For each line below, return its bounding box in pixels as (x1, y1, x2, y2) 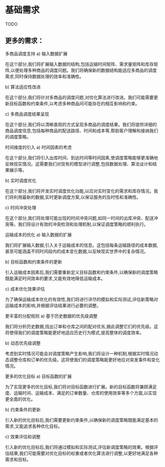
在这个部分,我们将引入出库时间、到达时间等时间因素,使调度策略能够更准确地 (5, 155, 159, 161)
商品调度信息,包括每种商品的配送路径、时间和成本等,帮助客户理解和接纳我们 (5, 128, 159, 133)
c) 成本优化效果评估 (5, 286, 45, 292)
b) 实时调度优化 (5, 177, 37, 183)
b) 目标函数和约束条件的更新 (5, 259, 62, 265)
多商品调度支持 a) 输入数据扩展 (5, 50, 68, 57)
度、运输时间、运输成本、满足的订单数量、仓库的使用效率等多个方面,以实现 (5, 390, 157, 396)
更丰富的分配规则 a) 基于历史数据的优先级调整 (5, 313, 98, 319)
